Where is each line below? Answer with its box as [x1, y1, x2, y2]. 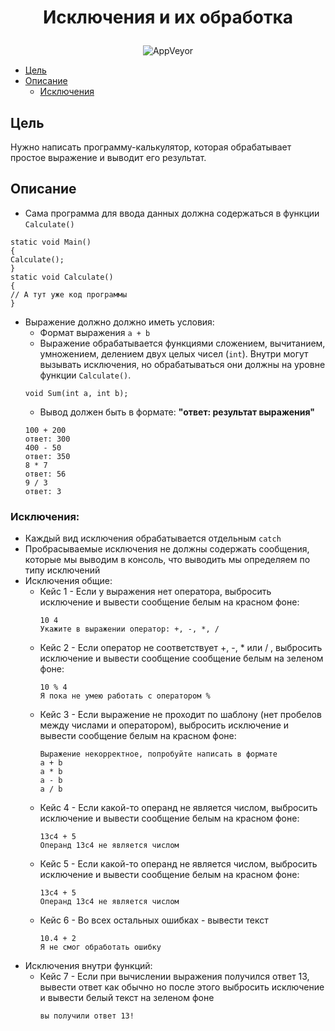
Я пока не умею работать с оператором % [39, 691, 211, 701]
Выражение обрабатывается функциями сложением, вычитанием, [39, 337, 326, 349]
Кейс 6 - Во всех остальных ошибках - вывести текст [39, 914, 269, 926]
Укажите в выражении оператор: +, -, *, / [39, 624, 220, 635]
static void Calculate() [10, 272, 114, 282]
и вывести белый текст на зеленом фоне [39, 992, 215, 1004]
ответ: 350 [24, 451, 71, 461]
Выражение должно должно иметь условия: [24, 316, 215, 328]
